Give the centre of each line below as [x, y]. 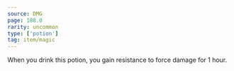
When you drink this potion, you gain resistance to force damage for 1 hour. [117, 60]
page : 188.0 [25, 20]
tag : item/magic [31, 40]
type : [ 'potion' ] [33, 33]
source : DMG [25, 14]
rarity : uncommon [33, 27]
